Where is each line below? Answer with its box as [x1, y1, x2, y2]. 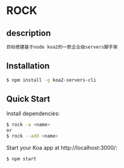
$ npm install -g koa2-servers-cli [6, 77, 97, 83]
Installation [6, 61, 50, 71]
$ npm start [6, 156, 36, 162]
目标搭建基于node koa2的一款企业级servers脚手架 [6, 44, 118, 50]
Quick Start [6, 94, 50, 104]
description [6, 28, 51, 38]
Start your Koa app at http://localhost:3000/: [6, 144, 117, 151]
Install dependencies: [6, 110, 60, 117]
